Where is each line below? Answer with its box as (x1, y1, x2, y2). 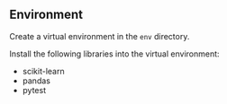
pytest (22, 84, 47, 95)
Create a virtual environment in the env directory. (9, 30, 190, 41)
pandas (22, 75, 51, 86)
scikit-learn (22, 65, 65, 76)
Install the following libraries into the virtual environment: (9, 48, 220, 59)
